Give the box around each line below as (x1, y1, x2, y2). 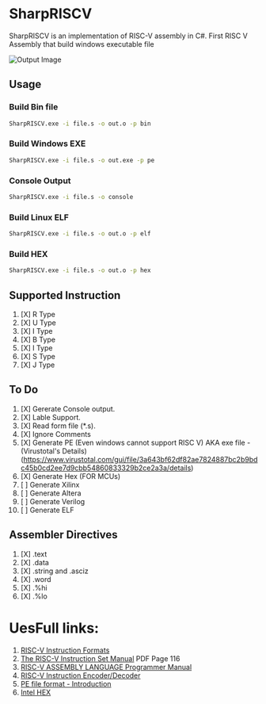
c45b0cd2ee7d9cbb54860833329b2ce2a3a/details (20, 463, 192, 473)
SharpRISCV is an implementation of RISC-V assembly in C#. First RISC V (9, 31, 248, 40)
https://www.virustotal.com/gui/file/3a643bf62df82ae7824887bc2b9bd (23, 454, 258, 464)
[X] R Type (20, 310, 56, 319)
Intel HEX (20, 687, 51, 697)
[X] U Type (20, 318, 56, 327)
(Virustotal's (20, 446, 61, 456)
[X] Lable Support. (20, 412, 82, 422)
